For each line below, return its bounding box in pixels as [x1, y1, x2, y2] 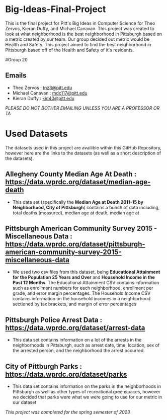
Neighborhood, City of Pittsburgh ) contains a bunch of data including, [12, 204, 160, 210]
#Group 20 [5, 56, 28, 62]
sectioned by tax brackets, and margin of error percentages [12, 301, 137, 307]
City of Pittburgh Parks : [5, 362, 82, 371]
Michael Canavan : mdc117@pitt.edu [12, 90, 88, 96]
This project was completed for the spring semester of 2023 [5, 409, 130, 415]
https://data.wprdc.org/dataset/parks [5, 370, 127, 378]
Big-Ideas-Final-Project [5, 4, 106, 15]
